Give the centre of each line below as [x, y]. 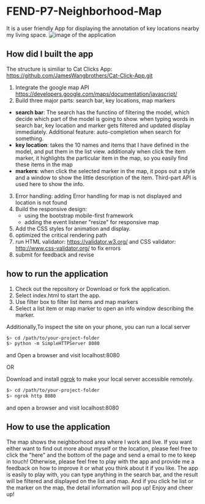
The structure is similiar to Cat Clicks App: [59, 69]
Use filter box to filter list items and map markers [77, 301]
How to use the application [58, 427]
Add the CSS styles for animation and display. [73, 228]
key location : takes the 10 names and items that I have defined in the [102, 145]
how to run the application [57, 274]
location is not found [41, 202]
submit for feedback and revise [54, 254]
